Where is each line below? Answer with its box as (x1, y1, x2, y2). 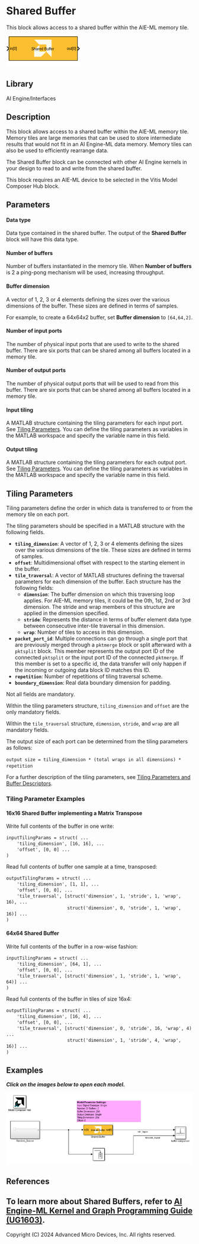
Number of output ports (6, 367, 66, 374)
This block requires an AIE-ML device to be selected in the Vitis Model (6, 176, 178, 183)
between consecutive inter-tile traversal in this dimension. (23, 623, 165, 630)
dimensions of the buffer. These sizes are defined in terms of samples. (6, 302, 179, 309)
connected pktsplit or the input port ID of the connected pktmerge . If (14, 654, 184, 661)
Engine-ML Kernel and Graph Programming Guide (6, 1206, 193, 1216)
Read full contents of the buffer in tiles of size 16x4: (6, 995, 132, 1003)
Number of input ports (6, 327, 62, 334)
